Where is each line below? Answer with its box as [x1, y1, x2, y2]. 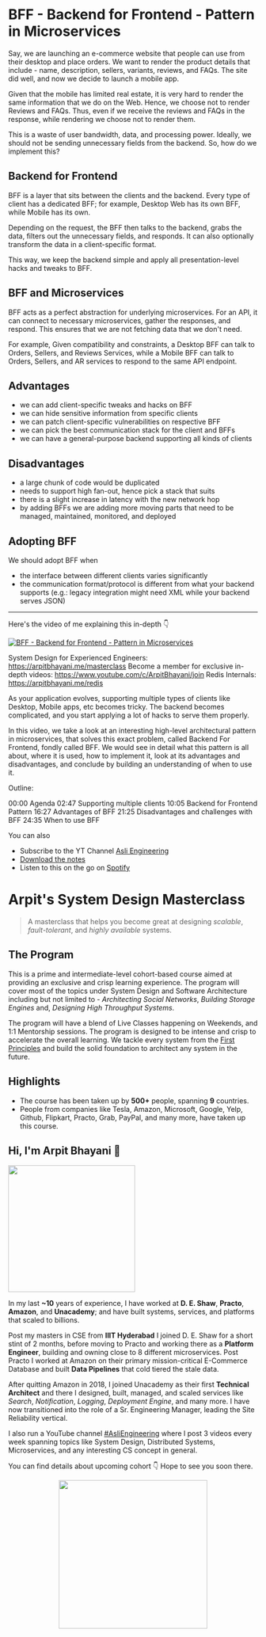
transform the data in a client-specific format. [8, 239, 157, 249]
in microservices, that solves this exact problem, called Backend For [8, 734, 231, 744]
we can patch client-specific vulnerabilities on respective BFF [19, 417, 222, 427]
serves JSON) [19, 596, 66, 605]
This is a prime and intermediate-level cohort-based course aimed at [8, 969, 233, 979]
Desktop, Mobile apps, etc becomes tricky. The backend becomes [8, 702, 225, 711]
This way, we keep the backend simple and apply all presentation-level [8, 255, 239, 265]
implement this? [8, 147, 60, 156]
